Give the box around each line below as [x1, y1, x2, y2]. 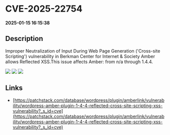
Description [5, 34, 43, 43]
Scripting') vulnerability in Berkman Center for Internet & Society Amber [5, 53, 155, 59]
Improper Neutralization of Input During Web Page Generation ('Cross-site [5, 48, 161, 54]
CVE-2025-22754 [5, 3, 83, 15]
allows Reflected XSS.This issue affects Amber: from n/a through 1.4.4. [5, 59, 153, 65]
